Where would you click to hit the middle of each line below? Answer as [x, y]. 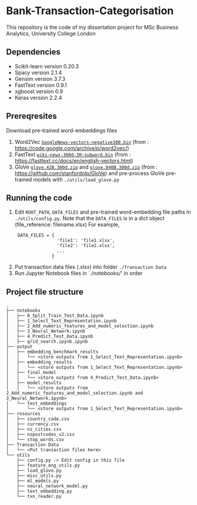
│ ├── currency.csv [33, 424]
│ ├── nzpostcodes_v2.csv [41, 435]
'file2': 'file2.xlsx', [86, 246]
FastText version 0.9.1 [41, 85]
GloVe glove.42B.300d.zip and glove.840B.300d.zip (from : [86, 167]
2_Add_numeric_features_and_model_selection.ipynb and [75, 393]
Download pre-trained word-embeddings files [62, 130]
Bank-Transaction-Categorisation [90, 11]
